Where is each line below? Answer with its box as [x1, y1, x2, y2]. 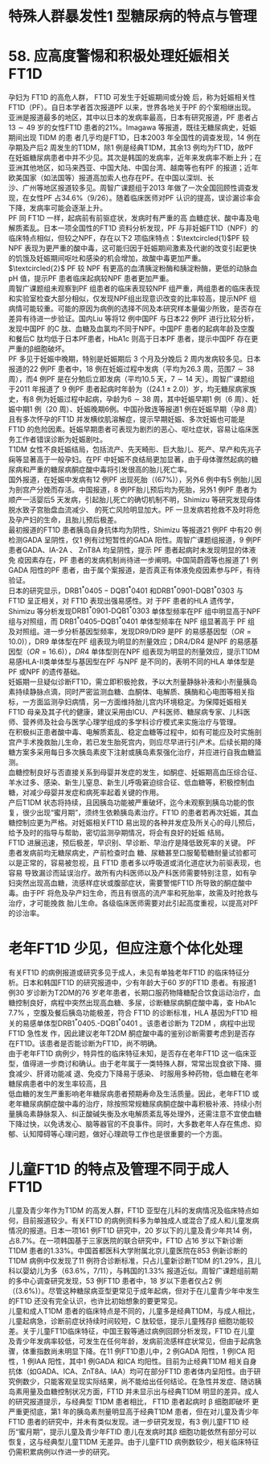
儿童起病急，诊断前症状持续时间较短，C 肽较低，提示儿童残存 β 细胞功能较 [8, 1316, 255, 1326]
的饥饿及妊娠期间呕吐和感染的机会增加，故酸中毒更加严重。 [8, 254, 206, 263]
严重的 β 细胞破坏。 [8, 344, 70, 354]
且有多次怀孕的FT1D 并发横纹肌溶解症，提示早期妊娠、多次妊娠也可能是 [8, 414, 246, 424]
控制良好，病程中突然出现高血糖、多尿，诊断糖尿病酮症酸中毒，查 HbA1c [14, 998, 257, 1008]
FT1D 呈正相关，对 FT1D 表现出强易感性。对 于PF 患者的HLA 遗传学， [8, 596, 239, 605]
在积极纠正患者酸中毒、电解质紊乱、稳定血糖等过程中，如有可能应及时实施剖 [8, 728, 262, 737]
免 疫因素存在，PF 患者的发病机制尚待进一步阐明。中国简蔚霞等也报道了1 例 [8, 555, 259, 565]
